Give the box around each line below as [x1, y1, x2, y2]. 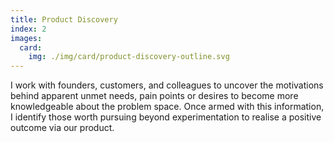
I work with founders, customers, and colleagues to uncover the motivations [10, 79, 324, 91]
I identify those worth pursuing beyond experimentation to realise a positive [10, 111, 322, 123]
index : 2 [10, 24, 47, 34]
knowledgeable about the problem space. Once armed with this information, [10, 101, 325, 113]
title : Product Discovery [10, 14, 118, 25]
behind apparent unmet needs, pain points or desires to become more [10, 90, 299, 102]
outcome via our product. [10, 122, 115, 134]
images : [10, 33, 43, 43]
